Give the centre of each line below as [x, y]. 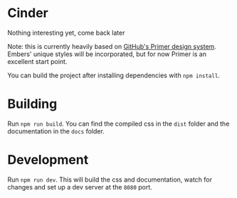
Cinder [28, 13]
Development [48, 160]
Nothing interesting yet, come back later [66, 33]
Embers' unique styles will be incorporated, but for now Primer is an [107, 54]
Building [32, 104]
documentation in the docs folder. [56, 131]
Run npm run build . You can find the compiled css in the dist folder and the [118, 123]
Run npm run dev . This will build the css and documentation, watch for [110, 180]
